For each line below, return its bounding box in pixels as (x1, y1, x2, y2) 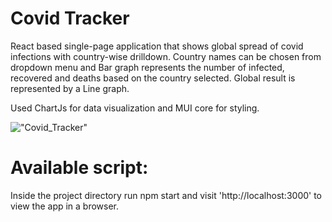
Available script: (10, 157, 149, 179)
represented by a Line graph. (10, 82, 130, 94)
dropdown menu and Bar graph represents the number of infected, (10, 61, 285, 73)
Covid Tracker (10, 7, 130, 30)
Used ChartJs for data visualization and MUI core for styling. (10, 102, 260, 114)
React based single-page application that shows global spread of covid (10, 40, 304, 52)
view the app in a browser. (10, 200, 120, 212)
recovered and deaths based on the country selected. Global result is (10, 72, 296, 84)
